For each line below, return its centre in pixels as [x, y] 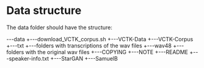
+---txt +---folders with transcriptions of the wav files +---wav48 [89, 46]
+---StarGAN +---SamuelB [84, 58]
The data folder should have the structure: [60, 27]
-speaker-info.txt [28, 58]
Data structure [44, 11]
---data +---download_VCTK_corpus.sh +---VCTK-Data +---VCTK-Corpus [100, 39]
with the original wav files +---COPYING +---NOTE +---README [107, 52]
